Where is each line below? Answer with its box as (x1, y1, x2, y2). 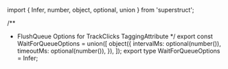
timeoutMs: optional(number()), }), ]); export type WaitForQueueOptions (16, 47, 220, 55)
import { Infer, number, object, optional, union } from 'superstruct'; (7, 6, 194, 14)
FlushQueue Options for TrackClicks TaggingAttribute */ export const (16, 32, 213, 40)
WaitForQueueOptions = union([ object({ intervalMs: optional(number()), (16, 40, 221, 47)
